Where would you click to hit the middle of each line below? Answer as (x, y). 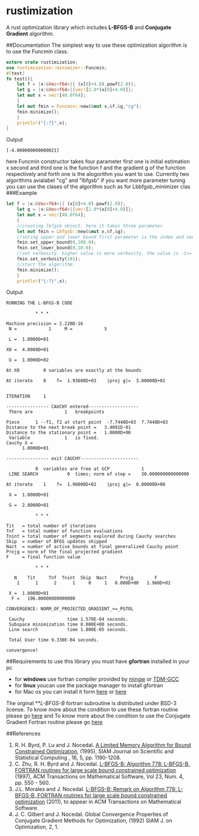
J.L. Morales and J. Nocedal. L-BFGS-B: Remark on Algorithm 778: (96, 789)
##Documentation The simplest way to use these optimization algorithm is (97, 45)
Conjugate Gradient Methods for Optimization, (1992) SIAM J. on (94, 821)
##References (23, 733)
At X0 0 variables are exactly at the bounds (74, 371)
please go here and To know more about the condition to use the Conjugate (98, 716)
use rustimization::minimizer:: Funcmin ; (57, 68)
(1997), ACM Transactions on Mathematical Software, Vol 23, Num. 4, (99, 777)
